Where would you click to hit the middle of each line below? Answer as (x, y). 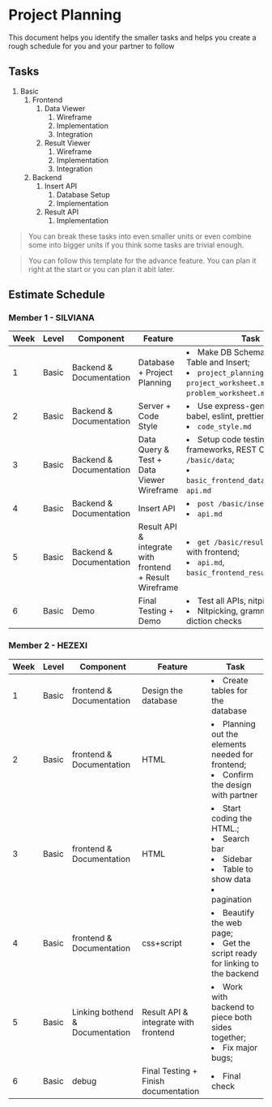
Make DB (215, 352)
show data (231, 879)
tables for (230, 690)
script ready (234, 953)
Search (236, 838)
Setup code (219, 440)
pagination (232, 899)
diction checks (214, 621)
